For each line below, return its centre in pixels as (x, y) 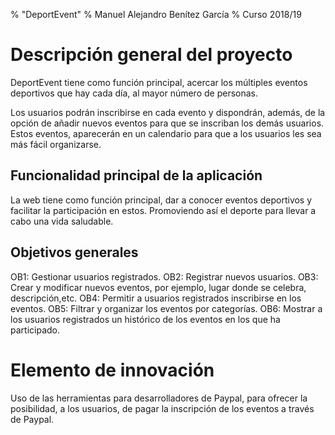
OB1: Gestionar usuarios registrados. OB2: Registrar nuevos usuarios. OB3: (164, 276)
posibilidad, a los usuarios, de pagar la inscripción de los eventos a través (162, 408)
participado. (35, 330)
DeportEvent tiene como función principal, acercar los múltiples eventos (159, 82)
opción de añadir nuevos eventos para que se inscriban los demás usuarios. (167, 123)
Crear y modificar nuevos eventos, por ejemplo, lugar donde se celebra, (158, 287)
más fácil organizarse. (56, 144)
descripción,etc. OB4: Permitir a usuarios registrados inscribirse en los (156, 298)
